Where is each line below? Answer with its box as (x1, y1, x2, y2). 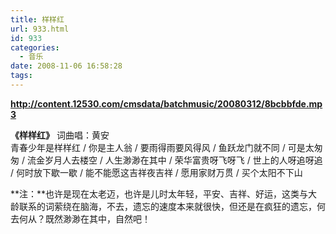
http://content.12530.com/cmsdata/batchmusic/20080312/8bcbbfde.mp (10, 97, 323, 110)
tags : (10, 71, 33, 81)
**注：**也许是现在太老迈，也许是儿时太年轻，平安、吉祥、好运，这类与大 (10, 187, 318, 200)
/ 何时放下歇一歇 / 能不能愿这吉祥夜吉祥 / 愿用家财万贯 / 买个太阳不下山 (10, 166, 303, 178)
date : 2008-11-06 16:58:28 (10, 61, 123, 71)
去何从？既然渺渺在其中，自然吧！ (10, 212, 151, 225)
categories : (10, 42, 60, 53)
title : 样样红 (10, 14, 65, 25)
